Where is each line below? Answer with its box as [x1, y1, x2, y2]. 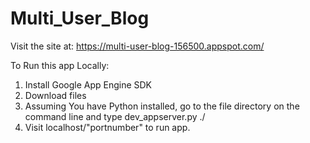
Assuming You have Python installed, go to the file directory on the [24, 100, 300, 112]
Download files [24, 89, 87, 101]
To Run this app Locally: [10, 59, 110, 71]
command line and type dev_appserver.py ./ [24, 110, 206, 122]
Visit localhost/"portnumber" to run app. [24, 121, 191, 133]
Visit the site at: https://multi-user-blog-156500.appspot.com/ [10, 40, 265, 52]
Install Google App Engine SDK [24, 78, 153, 91]
